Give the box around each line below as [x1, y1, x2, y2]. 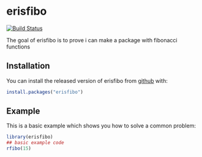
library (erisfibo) [6, 134, 53, 140]
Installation [6, 61, 50, 71]
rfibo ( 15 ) [6, 145, 32, 151]
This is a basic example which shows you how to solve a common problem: [6, 122, 196, 129]
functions [6, 43, 31, 50]
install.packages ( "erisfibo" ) [6, 89, 84, 95]
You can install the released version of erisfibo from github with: [6, 77, 168, 84]
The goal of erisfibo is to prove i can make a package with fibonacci [6, 36, 178, 44]
